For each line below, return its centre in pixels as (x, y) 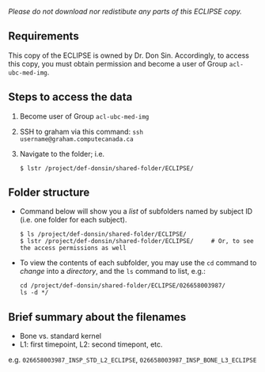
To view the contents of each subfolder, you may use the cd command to (138, 263)
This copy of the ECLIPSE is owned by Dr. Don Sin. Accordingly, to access (129, 55)
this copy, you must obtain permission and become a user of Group (118, 63)
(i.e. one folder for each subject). (73, 220)
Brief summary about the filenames (97, 317)
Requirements (44, 36)
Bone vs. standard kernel (60, 336)
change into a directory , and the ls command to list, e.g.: (112, 271)
